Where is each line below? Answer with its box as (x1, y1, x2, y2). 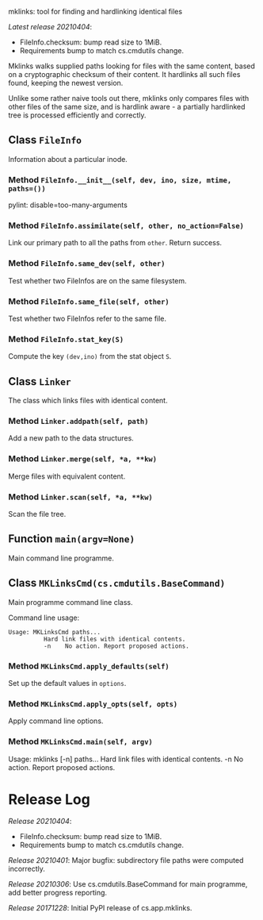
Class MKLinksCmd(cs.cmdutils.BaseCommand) (8, 576, 226, 590)
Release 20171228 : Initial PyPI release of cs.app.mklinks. (8, 903, 192, 913)
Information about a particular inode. (8, 154, 128, 164)
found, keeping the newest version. (8, 79, 124, 87)
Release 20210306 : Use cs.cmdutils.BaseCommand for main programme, (8, 880, 248, 889)
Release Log (8, 790, 91, 808)
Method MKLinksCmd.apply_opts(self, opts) (8, 698, 178, 709)
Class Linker (8, 375, 71, 388)
